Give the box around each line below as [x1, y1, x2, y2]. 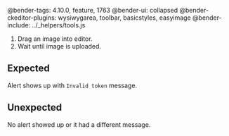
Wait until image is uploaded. [17, 42, 102, 50]
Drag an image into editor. [17, 35, 93, 43]
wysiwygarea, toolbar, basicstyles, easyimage [58, 13, 191, 22]
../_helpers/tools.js [32, 21, 86, 29]
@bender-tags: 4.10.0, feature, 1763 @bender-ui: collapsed [7, 6, 178, 14]
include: [7, 21, 31, 29]
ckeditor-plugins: [7, 13, 57, 22]
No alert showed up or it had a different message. [7, 120, 151, 129]
